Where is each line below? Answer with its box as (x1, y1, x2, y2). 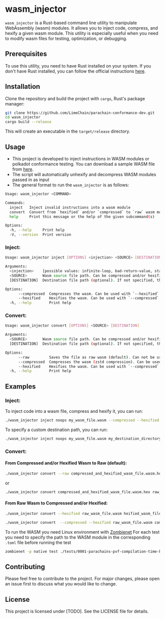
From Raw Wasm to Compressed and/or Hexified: (5, 500, 108, 506)
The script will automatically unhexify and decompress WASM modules (12, 172, 156, 177)
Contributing (5, 562, 45, 571)
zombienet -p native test (5, 549, 58, 554)
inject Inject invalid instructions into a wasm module (9, 205, 131, 210)
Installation (5, 82, 40, 91)
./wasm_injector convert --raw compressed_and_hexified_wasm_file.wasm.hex (5, 471, 164, 476)
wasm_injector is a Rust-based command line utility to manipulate (5, 20, 137, 26)
